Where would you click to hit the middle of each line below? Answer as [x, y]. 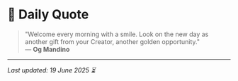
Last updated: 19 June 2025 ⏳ [51, 70]
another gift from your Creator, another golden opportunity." [112, 41]
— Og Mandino [47, 49]
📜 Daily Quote [48, 15]
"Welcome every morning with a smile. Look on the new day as [117, 34]
